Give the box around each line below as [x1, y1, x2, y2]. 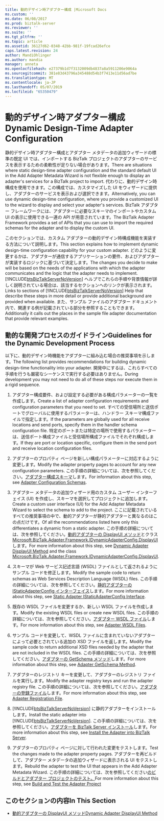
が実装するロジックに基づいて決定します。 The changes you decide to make [5, 260, 158, 266]
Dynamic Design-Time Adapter [5, 122, 134, 134]
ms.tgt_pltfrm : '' [5, 35, 43, 40]
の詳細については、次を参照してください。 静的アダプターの [12, 582, 132, 588]
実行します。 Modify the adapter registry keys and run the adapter [21, 678, 153, 684]
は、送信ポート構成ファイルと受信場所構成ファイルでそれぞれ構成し [12, 434, 150, 440]
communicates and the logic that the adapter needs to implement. [5, 270, 138, 276]
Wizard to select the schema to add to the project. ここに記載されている [12, 507, 158, 513]
